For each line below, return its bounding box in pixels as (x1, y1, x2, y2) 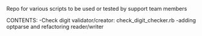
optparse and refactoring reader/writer (6, 23, 104, 30)
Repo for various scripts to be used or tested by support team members (6, 5, 187, 12)
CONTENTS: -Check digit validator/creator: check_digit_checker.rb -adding (6, 17, 196, 23)
